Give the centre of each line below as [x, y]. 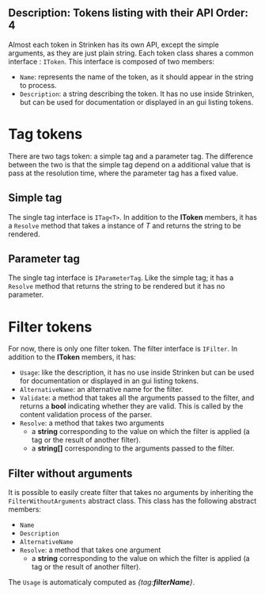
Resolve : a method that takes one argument [90, 550]
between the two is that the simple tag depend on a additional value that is [129, 164]
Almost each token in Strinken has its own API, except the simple [114, 44]
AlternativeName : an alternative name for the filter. [101, 390]
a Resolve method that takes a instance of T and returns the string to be [125, 225]
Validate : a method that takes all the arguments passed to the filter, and [137, 398]
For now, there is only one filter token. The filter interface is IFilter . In [123, 349]
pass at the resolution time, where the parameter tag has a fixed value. [123, 173]
